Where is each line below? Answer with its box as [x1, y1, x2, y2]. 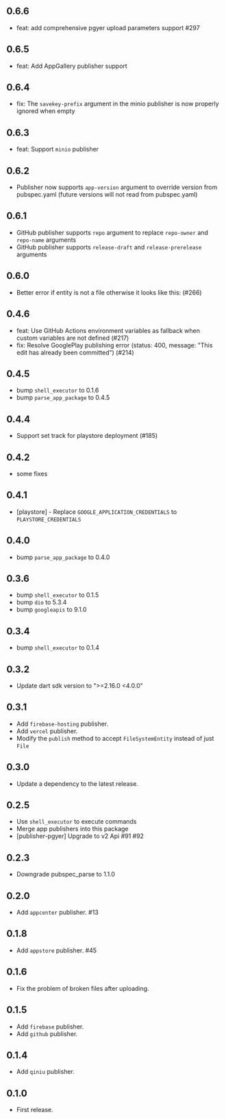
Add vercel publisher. [16, 726, 78, 735]
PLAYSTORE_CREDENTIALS [16, 516, 81, 523]
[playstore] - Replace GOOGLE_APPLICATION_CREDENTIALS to [16, 507, 177, 516]
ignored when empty [16, 107, 75, 115]
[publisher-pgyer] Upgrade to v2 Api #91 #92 [16, 832, 145, 840]
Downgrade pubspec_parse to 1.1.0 [16, 870, 116, 878]
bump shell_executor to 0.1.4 [16, 643, 100, 652]
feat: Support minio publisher [16, 145, 99, 153]
